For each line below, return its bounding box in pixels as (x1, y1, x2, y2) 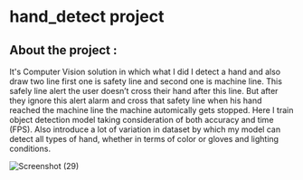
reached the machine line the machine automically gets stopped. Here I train (9, 105, 294, 115)
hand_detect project (9, 6, 165, 27)
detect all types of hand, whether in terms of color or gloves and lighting (9, 134, 279, 144)
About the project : (9, 43, 118, 58)
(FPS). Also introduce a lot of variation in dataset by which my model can (9, 124, 281, 135)
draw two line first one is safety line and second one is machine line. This (9, 76, 283, 87)
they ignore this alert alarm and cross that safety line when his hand (9, 95, 262, 106)
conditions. (9, 143, 52, 154)
